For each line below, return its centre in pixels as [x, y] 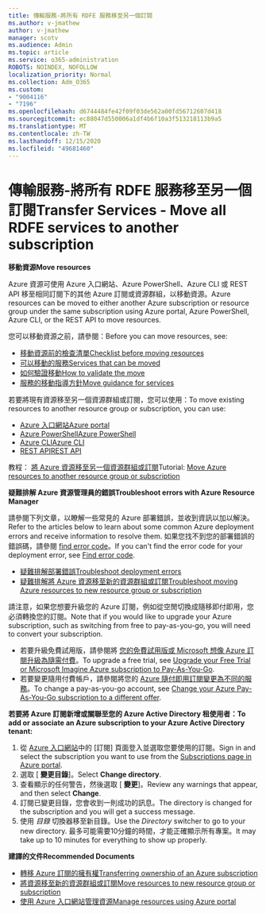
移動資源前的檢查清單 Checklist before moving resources [112, 353]
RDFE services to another [94, 228]
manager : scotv [33, 38]
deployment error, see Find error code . [71, 555]
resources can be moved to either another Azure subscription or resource [129, 303]
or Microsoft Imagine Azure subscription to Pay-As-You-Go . [117, 669]
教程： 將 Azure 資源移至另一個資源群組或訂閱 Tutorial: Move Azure [118, 467]
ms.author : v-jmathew [44, 23]
